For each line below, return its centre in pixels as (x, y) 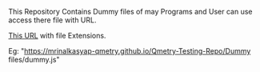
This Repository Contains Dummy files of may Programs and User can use (131, 12)
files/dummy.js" (34, 60)
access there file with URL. (52, 20)
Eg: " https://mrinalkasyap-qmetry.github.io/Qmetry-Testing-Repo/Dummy (130, 51)
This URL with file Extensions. (57, 36)
